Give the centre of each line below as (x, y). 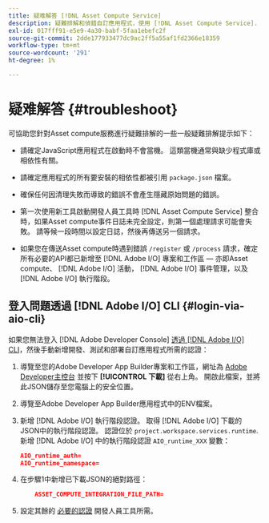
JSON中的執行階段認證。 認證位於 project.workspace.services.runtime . (139, 430)
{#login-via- (213, 306)
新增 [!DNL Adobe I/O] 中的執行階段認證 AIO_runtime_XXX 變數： (125, 441)
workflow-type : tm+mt (44, 46)
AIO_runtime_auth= (50, 456)
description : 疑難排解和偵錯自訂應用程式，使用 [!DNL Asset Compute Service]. (133, 23)
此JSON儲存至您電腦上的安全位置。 (79, 386)
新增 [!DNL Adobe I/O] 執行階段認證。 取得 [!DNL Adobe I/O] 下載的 (131, 420)
